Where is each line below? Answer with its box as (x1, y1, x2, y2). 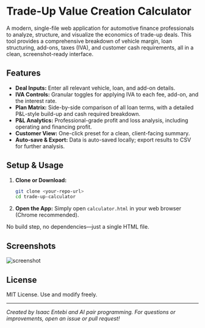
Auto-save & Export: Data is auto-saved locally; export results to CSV (15, 136, 191, 143)
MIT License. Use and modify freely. (6, 291, 98, 298)
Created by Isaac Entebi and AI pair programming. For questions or (6, 308, 176, 315)
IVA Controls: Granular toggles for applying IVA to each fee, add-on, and (15, 90, 199, 98)
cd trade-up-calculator (15, 194, 76, 200)
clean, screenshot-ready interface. (6, 50, 94, 57)
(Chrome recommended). (15, 212, 79, 219)
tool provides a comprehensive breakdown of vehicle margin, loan (6, 37, 173, 45)
